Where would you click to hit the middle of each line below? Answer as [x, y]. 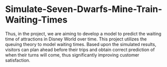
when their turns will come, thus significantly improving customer [72, 55]
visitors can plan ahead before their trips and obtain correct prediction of [80, 49]
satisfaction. [18, 60]
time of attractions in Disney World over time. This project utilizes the [76, 39]
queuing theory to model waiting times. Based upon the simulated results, [81, 44]
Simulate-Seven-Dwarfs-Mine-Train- [84, 9]
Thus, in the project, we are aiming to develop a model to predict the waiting [83, 33]
